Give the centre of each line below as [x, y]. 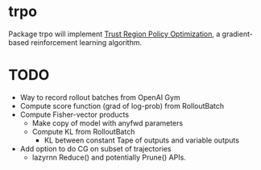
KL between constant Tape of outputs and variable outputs [142, 140]
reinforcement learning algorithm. [87, 42]
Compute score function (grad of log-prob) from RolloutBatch [122, 106]
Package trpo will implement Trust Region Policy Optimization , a [114, 34]
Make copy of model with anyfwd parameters [108, 122]
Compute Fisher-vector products [75, 114]
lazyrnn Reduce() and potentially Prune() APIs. [109, 157]
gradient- [238, 34]
